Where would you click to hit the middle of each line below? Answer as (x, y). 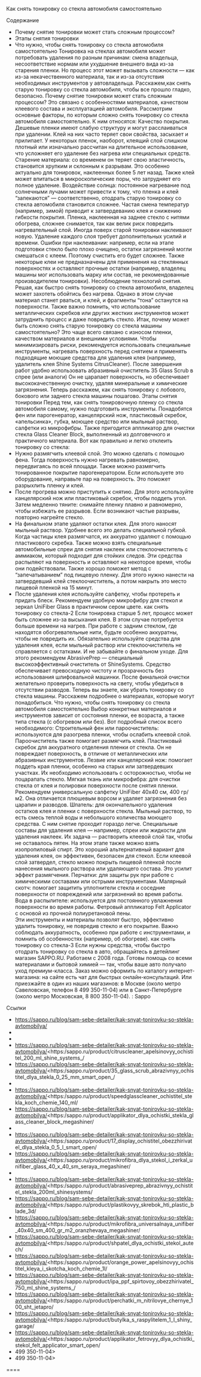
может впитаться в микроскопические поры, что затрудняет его (98, 179)
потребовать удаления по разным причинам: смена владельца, (97, 57)
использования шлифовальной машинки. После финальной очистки (102, 677)
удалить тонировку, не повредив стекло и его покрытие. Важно (96, 926)
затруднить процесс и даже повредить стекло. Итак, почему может (102, 319)
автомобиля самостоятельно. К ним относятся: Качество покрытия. (102, 121)
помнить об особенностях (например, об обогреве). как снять (95, 939)
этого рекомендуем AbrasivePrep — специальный (79, 658)
